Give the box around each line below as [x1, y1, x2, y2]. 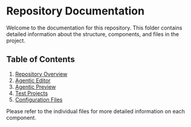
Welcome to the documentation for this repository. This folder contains [6, 24, 183, 31]
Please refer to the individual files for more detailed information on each [6, 107, 186, 115]
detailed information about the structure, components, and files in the [6, 30, 180, 37]
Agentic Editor [15, 76, 51, 84]
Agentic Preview [15, 83, 56, 90]
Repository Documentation [6, 4, 145, 18]
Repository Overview [15, 70, 68, 78]
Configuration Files [15, 96, 63, 103]
